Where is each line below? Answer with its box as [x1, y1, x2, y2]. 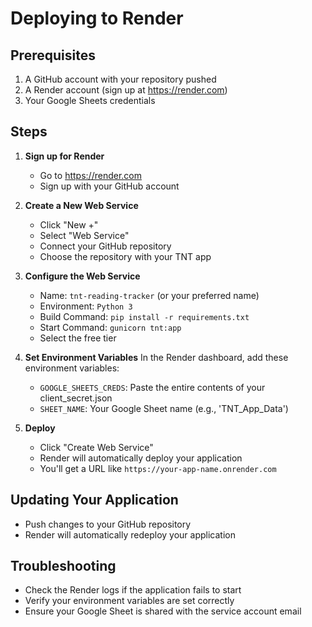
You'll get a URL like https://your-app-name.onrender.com [39, 462, 277, 474]
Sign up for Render [24, 150, 105, 162]
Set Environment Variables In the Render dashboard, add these [24, 351, 289, 363]
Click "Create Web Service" [39, 441, 154, 453]
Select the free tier [39, 332, 117, 344]
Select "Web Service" [39, 229, 130, 241]
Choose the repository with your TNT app [39, 250, 212, 262]
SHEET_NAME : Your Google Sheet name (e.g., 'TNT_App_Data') [39, 402, 289, 414]
